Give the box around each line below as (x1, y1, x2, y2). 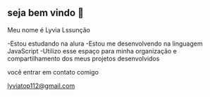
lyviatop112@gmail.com (7, 82, 75, 90)
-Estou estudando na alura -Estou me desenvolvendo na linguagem (7, 39, 203, 48)
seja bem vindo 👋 (7, 7, 85, 19)
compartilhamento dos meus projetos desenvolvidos (7, 54, 160, 63)
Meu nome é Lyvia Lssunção (7, 25, 90, 34)
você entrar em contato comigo (7, 67, 99, 76)
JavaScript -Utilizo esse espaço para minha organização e (7, 46, 178, 55)
